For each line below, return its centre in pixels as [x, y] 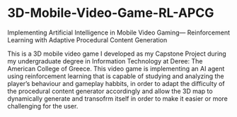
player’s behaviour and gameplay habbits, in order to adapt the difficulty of [116, 83]
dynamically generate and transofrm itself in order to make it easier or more [118, 98]
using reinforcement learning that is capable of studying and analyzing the [116, 76]
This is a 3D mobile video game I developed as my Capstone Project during [117, 54]
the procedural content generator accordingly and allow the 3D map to [110, 91]
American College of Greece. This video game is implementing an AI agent [116, 68]
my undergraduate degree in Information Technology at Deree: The [105, 61]
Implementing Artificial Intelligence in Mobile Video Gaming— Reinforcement [119, 32]
